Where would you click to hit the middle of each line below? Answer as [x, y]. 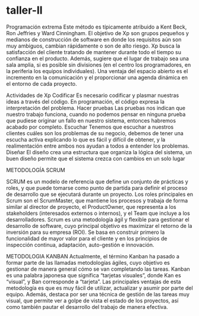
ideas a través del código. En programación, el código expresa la [86, 101]
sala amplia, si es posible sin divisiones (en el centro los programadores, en [99, 65]
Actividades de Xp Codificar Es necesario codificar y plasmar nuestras [93, 95]
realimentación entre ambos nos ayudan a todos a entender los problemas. [98, 146]
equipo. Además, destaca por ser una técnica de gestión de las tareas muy [98, 294]
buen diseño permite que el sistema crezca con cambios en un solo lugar [96, 158]
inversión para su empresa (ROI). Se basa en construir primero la [86, 232]
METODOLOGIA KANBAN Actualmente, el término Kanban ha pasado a [93, 256]
